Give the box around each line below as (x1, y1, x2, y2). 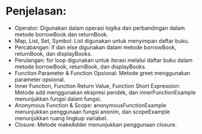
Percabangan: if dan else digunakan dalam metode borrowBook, (14, 44, 176, 51)
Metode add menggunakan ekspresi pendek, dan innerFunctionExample (14, 89, 196, 96)
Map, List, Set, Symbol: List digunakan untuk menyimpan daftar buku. (14, 37, 190, 44)
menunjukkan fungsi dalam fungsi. (14, 95, 102, 102)
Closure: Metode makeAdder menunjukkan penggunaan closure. (14, 121, 178, 128)
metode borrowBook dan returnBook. (14, 30, 109, 38)
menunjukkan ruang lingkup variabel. (14, 114, 108, 122)
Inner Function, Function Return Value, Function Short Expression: (14, 82, 181, 89)
